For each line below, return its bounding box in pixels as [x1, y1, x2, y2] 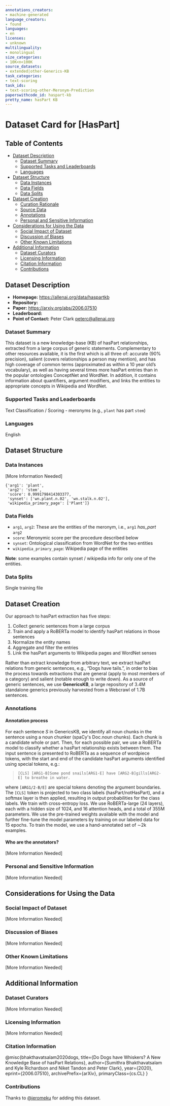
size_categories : [5, 54, 42, 60]
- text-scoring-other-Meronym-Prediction [5, 87, 94, 93]
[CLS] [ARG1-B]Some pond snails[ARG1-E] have [17, 771, 116, 776]
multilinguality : [5, 45, 42, 50]
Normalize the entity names [12, 639, 71, 645]
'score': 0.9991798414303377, [7, 492, 72, 497]
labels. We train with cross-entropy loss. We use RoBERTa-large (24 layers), [5, 800, 164, 806]
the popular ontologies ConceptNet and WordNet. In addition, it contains [5, 372, 156, 378]
